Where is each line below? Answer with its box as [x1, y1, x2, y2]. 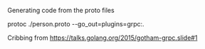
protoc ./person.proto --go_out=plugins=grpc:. [7, 20, 144, 28]
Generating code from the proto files [7, 6, 115, 14]
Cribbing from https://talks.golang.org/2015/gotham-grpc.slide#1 [7, 33, 198, 42]
